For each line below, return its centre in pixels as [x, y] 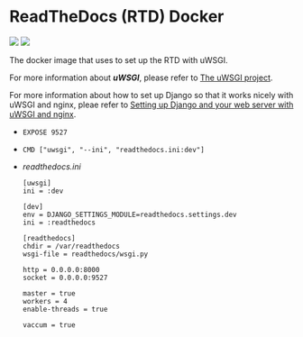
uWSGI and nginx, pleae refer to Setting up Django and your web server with [151, 105]
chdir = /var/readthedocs [71, 246]
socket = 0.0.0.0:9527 [65, 278]
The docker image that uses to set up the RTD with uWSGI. [119, 59]
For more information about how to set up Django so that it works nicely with [151, 95]
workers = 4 [45, 301]
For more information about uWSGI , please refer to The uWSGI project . [141, 77]
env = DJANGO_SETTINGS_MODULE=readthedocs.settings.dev [129, 214]
